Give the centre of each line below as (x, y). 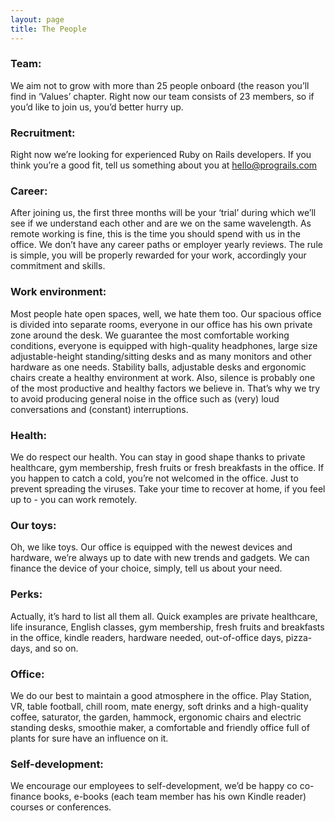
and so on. (56, 648)
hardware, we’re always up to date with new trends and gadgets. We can (160, 558)
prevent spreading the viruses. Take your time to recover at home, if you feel (168, 488)
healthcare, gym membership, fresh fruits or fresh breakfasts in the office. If (167, 467)
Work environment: (58, 292)
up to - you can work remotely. (74, 499)
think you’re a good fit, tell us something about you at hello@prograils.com (164, 165)
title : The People (48, 29)
